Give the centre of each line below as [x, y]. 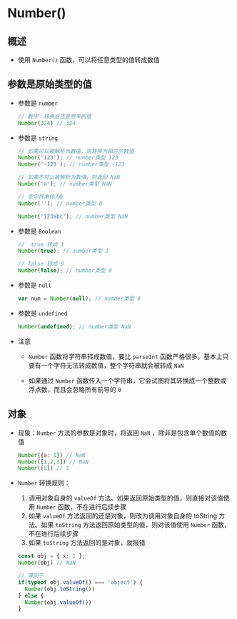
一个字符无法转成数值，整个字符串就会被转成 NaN [112, 365]
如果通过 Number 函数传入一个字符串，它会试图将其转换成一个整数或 [127, 381]
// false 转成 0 [41, 264]
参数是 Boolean [39, 231]
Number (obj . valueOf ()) [58, 602]
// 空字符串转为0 [40, 197]
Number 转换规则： [44, 483]
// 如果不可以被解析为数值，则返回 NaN [69, 177]
